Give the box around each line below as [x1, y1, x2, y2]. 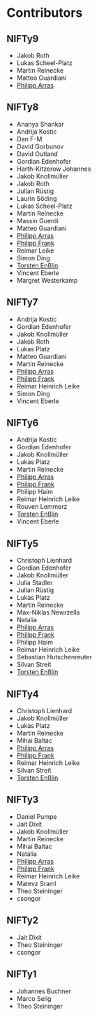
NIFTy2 [6, 915, 39, 927]
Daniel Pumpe [16, 812, 57, 820]
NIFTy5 [6, 538, 39, 549]
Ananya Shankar [16, 120, 64, 128]
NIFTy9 [6, 33, 39, 45]
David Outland [16, 149, 58, 158]
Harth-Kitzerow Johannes [16, 164, 91, 173]
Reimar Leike [16, 246, 54, 255]
